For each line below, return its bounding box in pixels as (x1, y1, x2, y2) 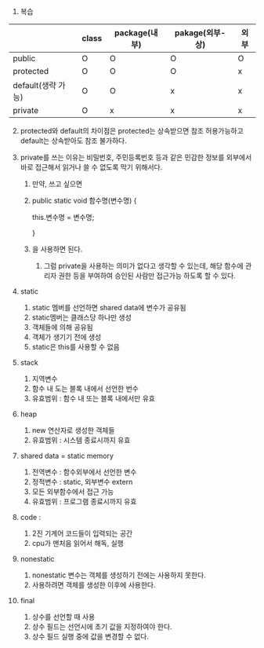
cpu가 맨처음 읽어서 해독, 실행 (31, 539, 124, 547)
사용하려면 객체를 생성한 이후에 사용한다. (31, 580, 156, 589)
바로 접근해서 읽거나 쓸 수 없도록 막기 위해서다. (20, 163, 163, 171)
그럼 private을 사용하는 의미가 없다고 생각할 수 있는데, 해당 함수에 (43, 262, 244, 270)
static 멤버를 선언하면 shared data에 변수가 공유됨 (31, 303, 186, 312)
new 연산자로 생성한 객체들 (31, 426, 115, 434)
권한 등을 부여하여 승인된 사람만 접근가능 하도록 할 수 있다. (58, 271, 236, 280)
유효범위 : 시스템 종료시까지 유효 (31, 435, 131, 445)
